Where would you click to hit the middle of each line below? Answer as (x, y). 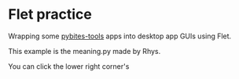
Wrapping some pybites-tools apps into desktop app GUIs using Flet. (120, 36)
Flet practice (50, 14)
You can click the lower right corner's (69, 66)
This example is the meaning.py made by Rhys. (85, 51)
